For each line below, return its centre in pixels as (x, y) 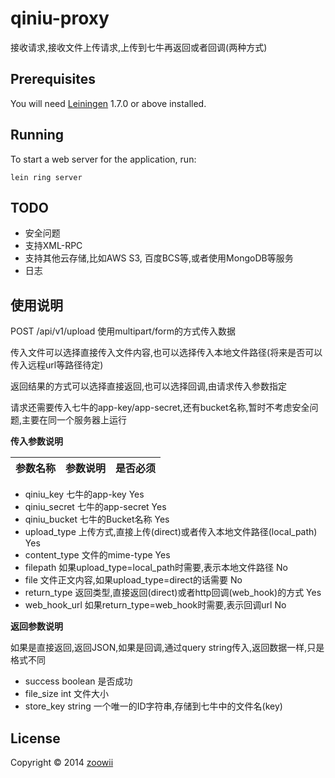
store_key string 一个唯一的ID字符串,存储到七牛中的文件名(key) (153, 706)
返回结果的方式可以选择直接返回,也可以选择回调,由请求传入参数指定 (149, 386)
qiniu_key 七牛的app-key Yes (84, 494)
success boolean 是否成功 (78, 681)
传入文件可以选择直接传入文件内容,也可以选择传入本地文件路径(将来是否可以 (166, 353)
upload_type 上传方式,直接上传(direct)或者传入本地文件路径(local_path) (171, 532)
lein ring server (46, 177)
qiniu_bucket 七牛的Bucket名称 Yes (97, 519)
